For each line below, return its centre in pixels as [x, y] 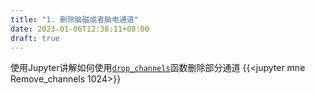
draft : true [35, 38]
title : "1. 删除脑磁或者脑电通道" [74, 19]
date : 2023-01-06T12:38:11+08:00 [80, 29]
